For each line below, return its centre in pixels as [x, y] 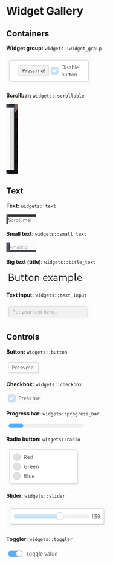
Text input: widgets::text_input [47, 295]
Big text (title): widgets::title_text [51, 261]
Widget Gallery [45, 11]
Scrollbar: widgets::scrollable [45, 96]
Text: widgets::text [31, 206]
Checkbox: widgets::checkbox [44, 384]
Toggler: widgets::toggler [40, 539]
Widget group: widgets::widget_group [54, 48]
